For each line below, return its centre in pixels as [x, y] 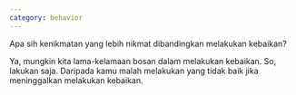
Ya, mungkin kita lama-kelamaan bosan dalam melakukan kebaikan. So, [143, 61]
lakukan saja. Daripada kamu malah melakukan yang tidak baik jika [134, 71]
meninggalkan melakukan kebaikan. [76, 80]
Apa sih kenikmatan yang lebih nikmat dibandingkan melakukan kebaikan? [148, 43]
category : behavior [46, 18]
